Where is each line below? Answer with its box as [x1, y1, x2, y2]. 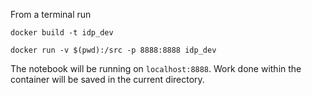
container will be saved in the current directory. [10, 74, 205, 85]
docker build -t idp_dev [10, 28, 114, 38]
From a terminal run [10, 9, 92, 20]
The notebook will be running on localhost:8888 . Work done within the [10, 63, 302, 74]
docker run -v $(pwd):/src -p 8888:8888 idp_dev [10, 45, 217, 55]
